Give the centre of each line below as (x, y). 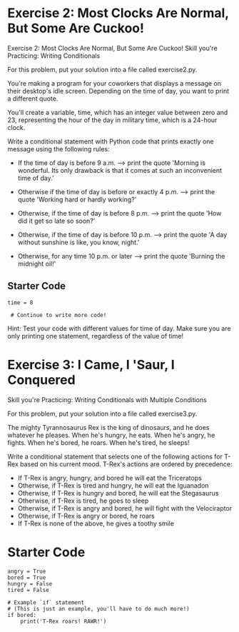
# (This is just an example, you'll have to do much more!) (99, 608)
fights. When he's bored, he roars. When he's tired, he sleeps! (98, 442)
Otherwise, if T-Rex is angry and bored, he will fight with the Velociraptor (125, 508)
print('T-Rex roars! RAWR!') (63, 621)
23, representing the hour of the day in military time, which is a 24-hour (112, 120)
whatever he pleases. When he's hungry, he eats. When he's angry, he (111, 435)
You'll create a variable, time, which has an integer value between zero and (118, 112)
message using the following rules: (59, 149)
